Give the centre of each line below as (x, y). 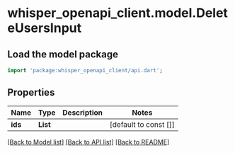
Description (82, 113)
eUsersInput (45, 28)
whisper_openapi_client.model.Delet (118, 13)
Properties (31, 92)
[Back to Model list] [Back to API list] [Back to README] (88, 142)
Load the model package (63, 54)
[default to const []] (142, 124)
